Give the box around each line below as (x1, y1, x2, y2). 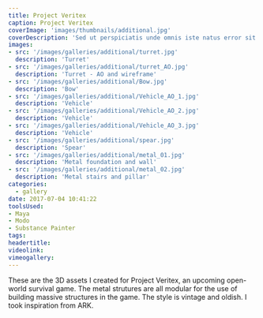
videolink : (8, 246, 44, 254)
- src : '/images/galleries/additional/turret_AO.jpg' (8, 63, 190, 71)
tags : (8, 232, 26, 240)
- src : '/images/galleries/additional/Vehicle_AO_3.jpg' (8, 122, 200, 129)
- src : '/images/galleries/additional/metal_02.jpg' (8, 166, 186, 174)
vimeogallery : (8, 253, 55, 261)
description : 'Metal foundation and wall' (15, 159, 157, 166)
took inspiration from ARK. (8, 301, 94, 310)
